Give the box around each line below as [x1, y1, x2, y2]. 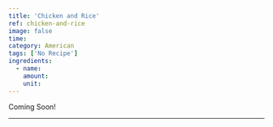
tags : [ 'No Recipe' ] [8, 49, 79, 57]
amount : [23, 72, 49, 80]
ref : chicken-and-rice [8, 19, 85, 28]
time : [8, 34, 27, 43]
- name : [15, 65, 42, 73]
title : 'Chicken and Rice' [8, 11, 100, 20]
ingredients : [8, 57, 53, 66]
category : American [8, 42, 75, 50]
